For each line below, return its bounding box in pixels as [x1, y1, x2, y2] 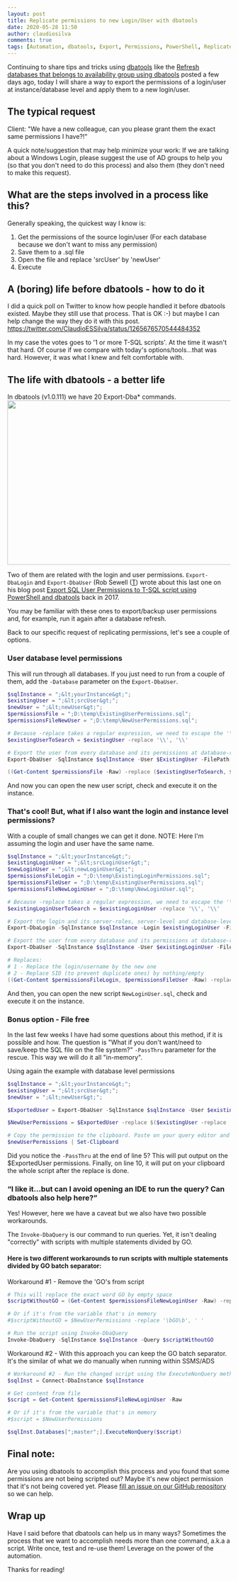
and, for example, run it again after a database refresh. [7, 614, 166, 623]
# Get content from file [7, 1390, 81, 1397]
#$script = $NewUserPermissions [7, 1416, 103, 1423]
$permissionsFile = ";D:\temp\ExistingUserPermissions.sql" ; [7, 710, 192, 718]
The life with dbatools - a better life [7, 373, 165, 386]
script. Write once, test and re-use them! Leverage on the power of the [7, 1543, 214, 1552]
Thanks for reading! [7, 1565, 65, 1573]
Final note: [7, 1448, 55, 1460]
